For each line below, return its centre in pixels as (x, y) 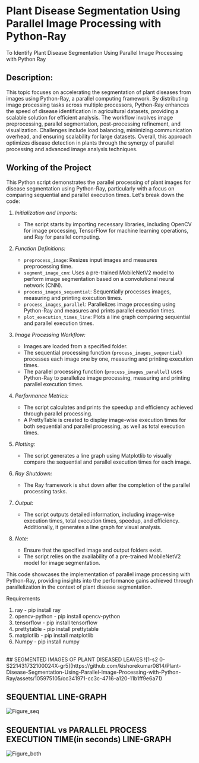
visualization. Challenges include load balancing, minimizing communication (99, 130)
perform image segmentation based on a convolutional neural (99, 279)
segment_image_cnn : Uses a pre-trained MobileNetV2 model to (99, 273)
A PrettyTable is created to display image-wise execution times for (105, 420)
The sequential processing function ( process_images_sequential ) (103, 352)
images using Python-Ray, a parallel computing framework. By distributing (97, 98)
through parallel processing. (58, 413)
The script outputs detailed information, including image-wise (99, 514)
